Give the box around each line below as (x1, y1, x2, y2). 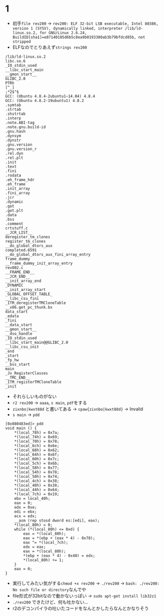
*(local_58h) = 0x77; (14, 465, 59, 470)
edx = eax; (23, 544, 46, 549)
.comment (5, 221, 24, 226)
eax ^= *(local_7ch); (23, 540, 69, 545)
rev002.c (5, 265, 24, 270)
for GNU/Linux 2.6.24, (39, 30, 87, 35)
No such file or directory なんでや (12, 586, 87, 592)
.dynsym (5, 133, 22, 138)
